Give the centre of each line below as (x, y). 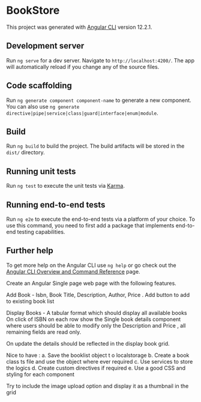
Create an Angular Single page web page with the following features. (91, 283)
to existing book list (30, 301)
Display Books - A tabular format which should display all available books (97, 313)
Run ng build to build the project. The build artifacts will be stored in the (95, 146)
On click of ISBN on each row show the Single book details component (94, 319)
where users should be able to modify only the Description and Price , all (96, 325)
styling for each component (40, 374)
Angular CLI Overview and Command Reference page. (73, 271)
